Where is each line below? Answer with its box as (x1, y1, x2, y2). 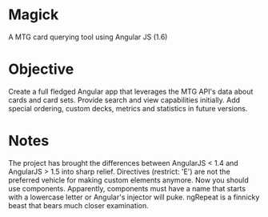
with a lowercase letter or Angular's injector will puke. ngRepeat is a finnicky (8, 192, 260, 202)
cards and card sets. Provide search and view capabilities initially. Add (8, 94, 241, 105)
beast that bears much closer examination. (8, 200, 150, 210)
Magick (8, 6, 59, 24)
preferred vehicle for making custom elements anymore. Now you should (8, 175, 250, 185)
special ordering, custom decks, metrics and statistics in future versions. (8, 103, 248, 113)
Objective (8, 60, 74, 78)
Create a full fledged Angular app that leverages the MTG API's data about (8, 86, 254, 96)
